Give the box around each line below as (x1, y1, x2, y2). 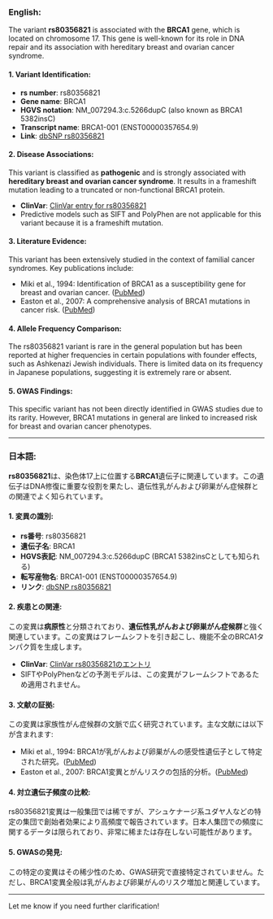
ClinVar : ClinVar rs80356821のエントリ (19, 660, 152, 669)
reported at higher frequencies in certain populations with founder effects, (8, 351, 258, 360)
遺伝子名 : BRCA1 (19, 541, 76, 551)
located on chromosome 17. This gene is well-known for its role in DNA (8, 33, 245, 43)
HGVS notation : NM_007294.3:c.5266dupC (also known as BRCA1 (19, 105, 243, 115)
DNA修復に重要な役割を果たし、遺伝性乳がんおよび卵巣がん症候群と (29, 481, 259, 490)
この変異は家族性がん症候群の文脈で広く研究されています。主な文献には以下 (8, 719, 264, 730)
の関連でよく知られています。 (8, 491, 108, 501)
